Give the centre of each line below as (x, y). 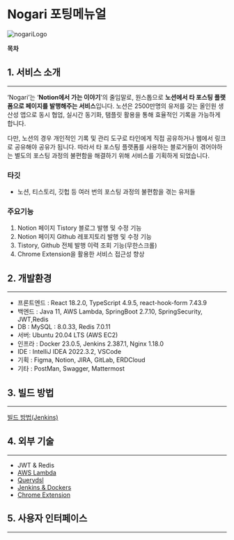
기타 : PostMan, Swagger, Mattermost (71, 369)
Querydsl (30, 480)
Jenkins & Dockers (44, 487)
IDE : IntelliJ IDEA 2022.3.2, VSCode (69, 352)
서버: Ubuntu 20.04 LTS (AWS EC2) (68, 335)
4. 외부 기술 (31, 441)
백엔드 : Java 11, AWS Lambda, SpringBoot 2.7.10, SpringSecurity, (110, 311)
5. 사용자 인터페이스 (47, 519)
